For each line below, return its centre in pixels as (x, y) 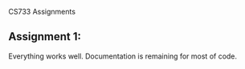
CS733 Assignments (42, 12)
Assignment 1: (45, 37)
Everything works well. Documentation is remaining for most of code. (123, 56)
